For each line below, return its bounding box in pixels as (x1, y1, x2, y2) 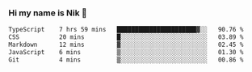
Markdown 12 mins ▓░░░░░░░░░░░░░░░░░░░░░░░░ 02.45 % (8, 40, 244, 49)
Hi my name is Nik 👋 (8, 7, 87, 19)
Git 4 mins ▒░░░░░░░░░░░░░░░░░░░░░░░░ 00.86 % (8, 56, 244, 64)
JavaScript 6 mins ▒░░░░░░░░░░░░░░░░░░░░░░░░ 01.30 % (8, 48, 244, 56)
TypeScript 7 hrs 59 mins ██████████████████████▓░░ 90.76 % (8, 26, 244, 34)
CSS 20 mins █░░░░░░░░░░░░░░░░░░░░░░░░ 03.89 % (8, 33, 244, 41)
